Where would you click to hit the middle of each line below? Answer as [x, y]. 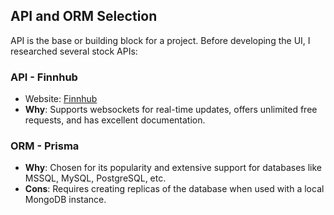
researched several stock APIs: [74, 51]
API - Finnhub [44, 77]
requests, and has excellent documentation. [115, 120]
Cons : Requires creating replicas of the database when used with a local [174, 189]
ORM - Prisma [45, 146]
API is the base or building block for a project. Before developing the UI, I [160, 40]
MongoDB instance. [65, 200]
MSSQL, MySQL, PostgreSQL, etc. [95, 178]
